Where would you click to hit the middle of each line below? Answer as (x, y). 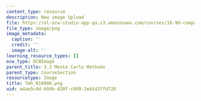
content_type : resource (36, 12)
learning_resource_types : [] (42, 56)
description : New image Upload (45, 17)
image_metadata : (26, 34)
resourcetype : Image (32, 78)
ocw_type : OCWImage (31, 61)
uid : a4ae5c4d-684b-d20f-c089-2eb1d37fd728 (61, 89)
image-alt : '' (29, 50)
